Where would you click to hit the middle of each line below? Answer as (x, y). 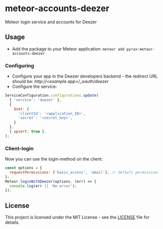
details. (12, 222)
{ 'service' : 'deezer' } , (36, 100)
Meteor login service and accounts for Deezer (51, 22)
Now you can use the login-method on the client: (54, 159)
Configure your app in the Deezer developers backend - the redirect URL (85, 76)
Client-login (19, 148)
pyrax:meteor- (141, 49)
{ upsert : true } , (28, 131)
